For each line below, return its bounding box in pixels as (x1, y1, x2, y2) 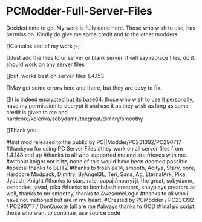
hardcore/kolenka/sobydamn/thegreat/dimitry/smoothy (6, 115, 143, 122)
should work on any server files (6, 60, 85, 68)
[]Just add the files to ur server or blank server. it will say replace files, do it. (6, 54, 196, 61)
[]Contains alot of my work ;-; (6, 42, 80, 50)
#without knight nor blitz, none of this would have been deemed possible (6, 157, 188, 165)
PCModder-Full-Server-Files (6, 4, 153, 18)
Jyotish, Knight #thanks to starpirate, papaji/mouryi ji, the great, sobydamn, (6, 177, 195, 184)
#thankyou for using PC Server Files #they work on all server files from (6, 145, 183, 152)
